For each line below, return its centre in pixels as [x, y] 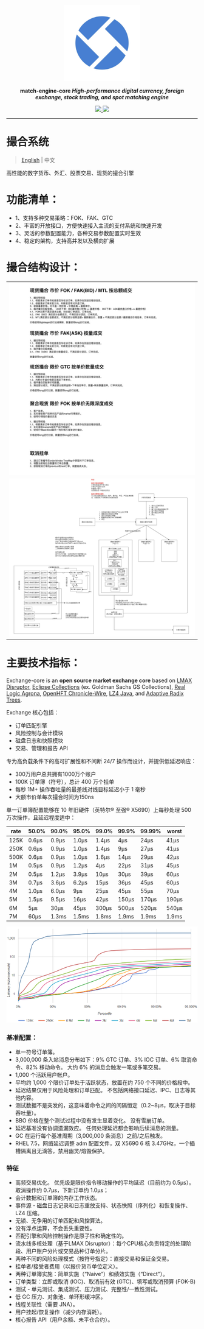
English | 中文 [38, 160]
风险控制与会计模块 [39, 733]
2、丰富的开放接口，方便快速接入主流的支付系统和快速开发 [89, 225]
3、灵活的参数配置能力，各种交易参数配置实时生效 [78, 233]
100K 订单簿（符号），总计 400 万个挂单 [65, 781]
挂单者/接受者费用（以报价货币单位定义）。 [68, 1266]
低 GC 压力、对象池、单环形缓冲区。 [60, 1297]
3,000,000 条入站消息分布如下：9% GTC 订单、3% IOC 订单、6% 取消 [104, 1060]
